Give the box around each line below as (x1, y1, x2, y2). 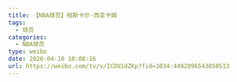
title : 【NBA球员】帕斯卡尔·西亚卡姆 (8, 11, 118, 20)
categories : (8, 33, 47, 41)
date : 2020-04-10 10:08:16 (8, 55, 97, 63)
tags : (8, 19, 26, 27)
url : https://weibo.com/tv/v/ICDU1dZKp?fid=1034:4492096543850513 (8, 62, 230, 70)
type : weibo (8, 48, 47, 55)
